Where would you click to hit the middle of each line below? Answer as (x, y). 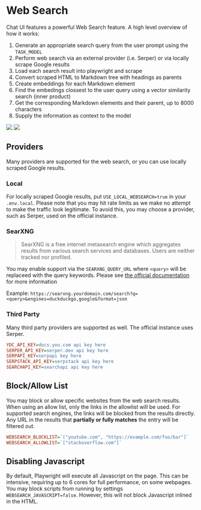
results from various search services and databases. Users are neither (108, 251)
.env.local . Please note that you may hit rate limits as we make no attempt (98, 203)
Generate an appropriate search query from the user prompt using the (101, 45)
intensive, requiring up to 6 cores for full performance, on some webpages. (99, 482)
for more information (32, 282)
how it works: (23, 33)
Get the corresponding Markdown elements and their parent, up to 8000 (104, 102)
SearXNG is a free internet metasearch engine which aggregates (101, 244)
